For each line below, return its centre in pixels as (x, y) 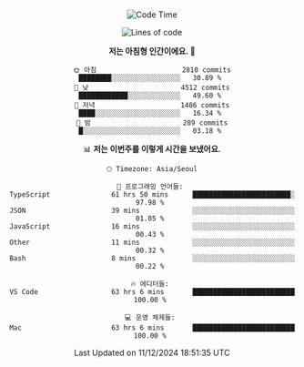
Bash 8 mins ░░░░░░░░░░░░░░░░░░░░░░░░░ (152, 259)
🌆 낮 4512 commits (152, 87)
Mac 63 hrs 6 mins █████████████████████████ (152, 328)
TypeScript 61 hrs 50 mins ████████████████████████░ (152, 195)
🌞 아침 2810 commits (152, 70)
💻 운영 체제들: (150, 318)
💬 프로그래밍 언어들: (150, 187)
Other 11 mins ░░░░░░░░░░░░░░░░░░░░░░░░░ (152, 242)
